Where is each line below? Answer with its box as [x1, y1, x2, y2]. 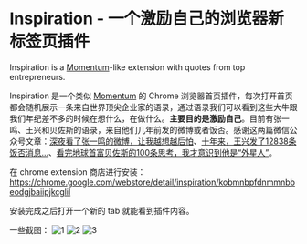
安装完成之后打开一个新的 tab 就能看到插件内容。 [9, 205, 195, 216]
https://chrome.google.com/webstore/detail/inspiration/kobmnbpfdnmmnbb [9, 177, 295, 188]
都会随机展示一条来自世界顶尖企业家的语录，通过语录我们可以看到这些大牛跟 [9, 101, 298, 112]
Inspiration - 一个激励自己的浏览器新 [9, 8, 285, 29]
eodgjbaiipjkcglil [9, 186, 71, 197]
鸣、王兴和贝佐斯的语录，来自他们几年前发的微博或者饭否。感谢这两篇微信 [9, 124, 290, 135]
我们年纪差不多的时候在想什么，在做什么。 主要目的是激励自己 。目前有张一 [9, 113, 290, 124]
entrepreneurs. [9, 71, 66, 82]
